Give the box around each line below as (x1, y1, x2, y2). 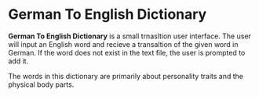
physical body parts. (8, 80, 75, 89)
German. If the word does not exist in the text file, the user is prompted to (8, 48, 246, 57)
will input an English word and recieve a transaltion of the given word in (8, 39, 239, 48)
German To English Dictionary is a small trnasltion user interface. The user (8, 31, 251, 41)
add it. (8, 56, 29, 66)
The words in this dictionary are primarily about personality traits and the (8, 71, 243, 81)
